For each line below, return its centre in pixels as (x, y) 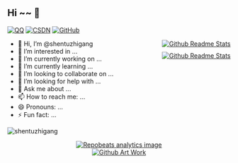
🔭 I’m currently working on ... (59, 59)
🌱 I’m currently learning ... (55, 66)
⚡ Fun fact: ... (37, 114)
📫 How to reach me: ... (51, 97)
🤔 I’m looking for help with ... (59, 81)
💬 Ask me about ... (44, 88)
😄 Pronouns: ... (40, 107)
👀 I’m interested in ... (47, 51)
